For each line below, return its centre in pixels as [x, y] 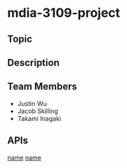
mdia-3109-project [64, 13]
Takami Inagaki [39, 118]
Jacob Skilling [38, 111]
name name [25, 157]
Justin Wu [32, 103]
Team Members [42, 87]
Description [33, 62]
